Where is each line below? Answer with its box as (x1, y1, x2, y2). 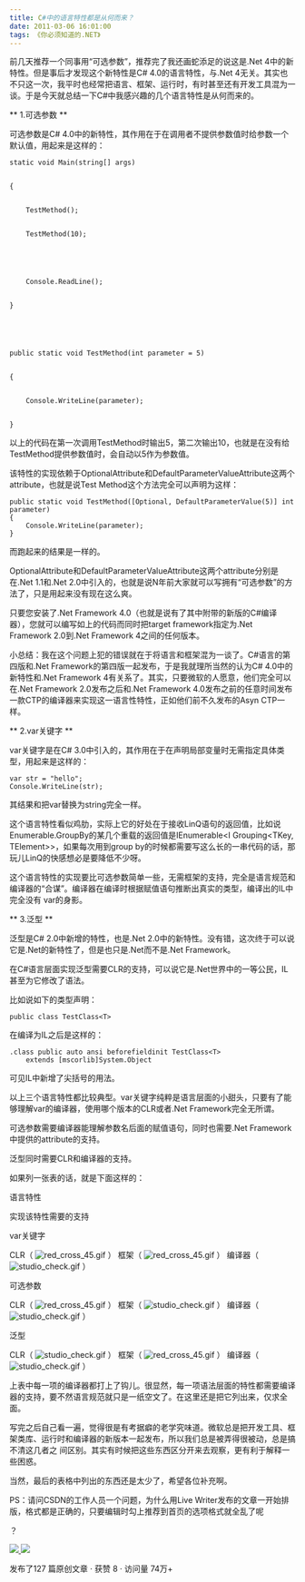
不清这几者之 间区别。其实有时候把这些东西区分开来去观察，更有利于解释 (9, 1445, 282, 1456)
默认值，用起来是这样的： (9, 140, 105, 151)
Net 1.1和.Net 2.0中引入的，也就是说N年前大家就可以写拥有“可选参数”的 (19, 577, 285, 588)
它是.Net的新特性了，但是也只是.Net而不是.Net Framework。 (9, 945, 236, 956)
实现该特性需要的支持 (9, 1211, 89, 1222)
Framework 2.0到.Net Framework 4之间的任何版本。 (9, 630, 205, 641)
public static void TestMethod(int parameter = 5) (9, 349, 205, 359)
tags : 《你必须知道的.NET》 (9, 30, 102, 39)
